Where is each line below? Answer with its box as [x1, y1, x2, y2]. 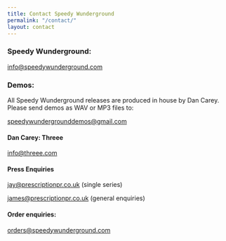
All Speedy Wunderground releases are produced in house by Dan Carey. [7, 96, 220, 104]
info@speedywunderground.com [7, 63, 103, 71]
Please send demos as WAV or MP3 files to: [7, 103, 134, 112]
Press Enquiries [7, 164, 55, 173]
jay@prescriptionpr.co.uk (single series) [7, 181, 123, 189]
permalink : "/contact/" [7, 17, 77, 24]
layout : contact [7, 23, 55, 30]
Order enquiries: [7, 210, 57, 219]
